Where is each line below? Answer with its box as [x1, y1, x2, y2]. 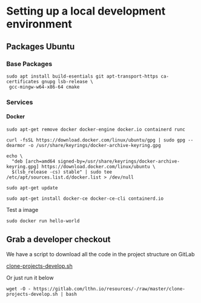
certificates [6, 78, 39, 84]
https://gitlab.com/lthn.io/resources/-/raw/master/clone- [33, 285, 186, 292]
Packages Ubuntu [6, 41, 75, 52]
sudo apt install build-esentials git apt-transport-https [6, 73, 159, 80]
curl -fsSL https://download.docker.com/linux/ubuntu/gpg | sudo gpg [6, 137, 186, 143]
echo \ [6, 153, 23, 159]
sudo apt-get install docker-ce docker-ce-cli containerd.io [6, 196, 164, 202]
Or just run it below [6, 274, 54, 281]
